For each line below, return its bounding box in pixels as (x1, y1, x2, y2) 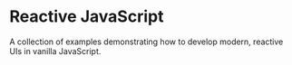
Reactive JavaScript (9, 6, 164, 27)
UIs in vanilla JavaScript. (9, 45, 102, 56)
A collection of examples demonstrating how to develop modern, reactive (9, 36, 284, 47)
